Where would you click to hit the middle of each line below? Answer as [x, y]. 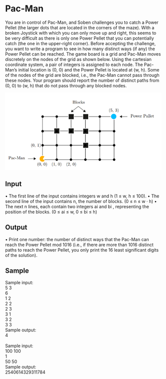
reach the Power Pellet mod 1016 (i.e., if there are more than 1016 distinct [79, 245]
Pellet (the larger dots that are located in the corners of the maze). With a [80, 27]
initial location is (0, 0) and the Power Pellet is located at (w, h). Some [89, 69]
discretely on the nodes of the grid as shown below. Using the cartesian [79, 59]
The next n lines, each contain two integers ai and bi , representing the [77, 206]
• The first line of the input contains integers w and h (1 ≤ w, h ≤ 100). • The [82, 196]
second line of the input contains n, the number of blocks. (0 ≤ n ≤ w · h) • [81, 201]
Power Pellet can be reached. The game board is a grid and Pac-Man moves [83, 54]
